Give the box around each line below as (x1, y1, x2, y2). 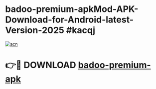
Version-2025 (5, 25, 65, 36)
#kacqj (66, 25, 96, 36)
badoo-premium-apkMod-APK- (5, 3, 139, 15)
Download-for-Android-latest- (5, 14, 134, 25)
